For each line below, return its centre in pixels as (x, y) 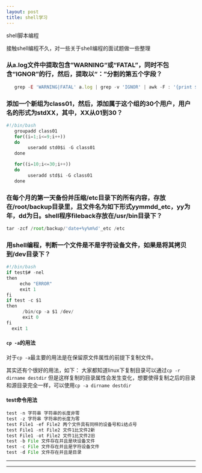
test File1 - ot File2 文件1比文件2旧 (51, 436)
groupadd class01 (36, 131)
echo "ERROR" (36, 283)
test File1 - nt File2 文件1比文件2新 (51, 430)
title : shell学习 (27, 17)
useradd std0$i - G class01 (62, 148)
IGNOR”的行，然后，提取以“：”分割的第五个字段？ (89, 74)
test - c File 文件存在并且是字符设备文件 (53, 447)
